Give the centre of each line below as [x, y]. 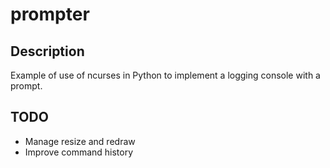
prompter [50, 14]
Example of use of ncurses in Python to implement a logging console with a [165, 75]
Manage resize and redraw [80, 141]
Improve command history [79, 152]
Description [47, 51]
